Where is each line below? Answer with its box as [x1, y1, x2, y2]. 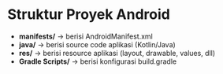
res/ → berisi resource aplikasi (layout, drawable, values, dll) [18, 48, 216, 57]
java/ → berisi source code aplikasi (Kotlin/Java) [18, 39, 177, 49]
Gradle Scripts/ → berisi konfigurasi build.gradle [18, 57, 177, 66]
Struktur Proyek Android [7, 6, 170, 24]
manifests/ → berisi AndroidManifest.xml [18, 31, 153, 41]
